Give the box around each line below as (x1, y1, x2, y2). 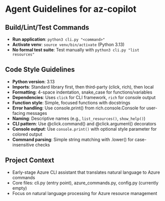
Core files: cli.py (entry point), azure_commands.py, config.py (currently (12, 180, 159, 186)
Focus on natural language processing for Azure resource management (12, 190, 158, 196)
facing (12, 110, 26, 116)
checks (35, 142, 50, 148)
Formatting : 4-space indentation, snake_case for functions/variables (12, 89, 153, 95)
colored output (12, 131, 43, 137)
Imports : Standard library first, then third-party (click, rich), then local (12, 84, 154, 90)
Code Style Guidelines (5, 65, 75, 74)
